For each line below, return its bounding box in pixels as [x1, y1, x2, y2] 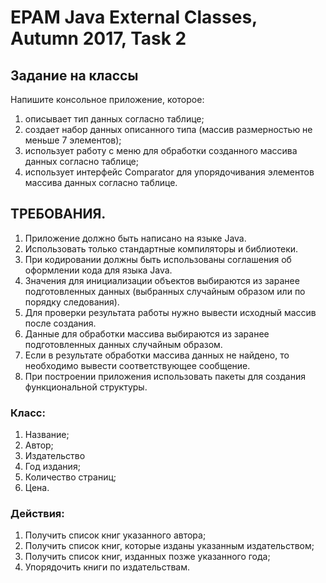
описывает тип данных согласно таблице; [24, 113, 205, 125]
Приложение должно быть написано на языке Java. [24, 232, 247, 244]
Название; [24, 429, 70, 441]
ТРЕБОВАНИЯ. [10, 206, 107, 223]
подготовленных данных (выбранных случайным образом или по [24, 285, 306, 297]
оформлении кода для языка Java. [24, 264, 173, 276]
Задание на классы [10, 67, 139, 84]
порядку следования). [24, 296, 120, 308]
